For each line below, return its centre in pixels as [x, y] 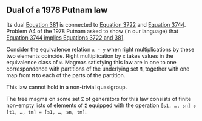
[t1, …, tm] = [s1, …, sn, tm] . [46, 111]
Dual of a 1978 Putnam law [57, 10]
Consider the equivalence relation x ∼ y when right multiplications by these [100, 49]
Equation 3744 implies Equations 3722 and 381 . [66, 37]
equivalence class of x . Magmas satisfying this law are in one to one [92, 62]
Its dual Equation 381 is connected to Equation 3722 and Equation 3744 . [96, 24]
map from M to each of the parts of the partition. [66, 75]
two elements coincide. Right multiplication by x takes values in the [90, 56]
